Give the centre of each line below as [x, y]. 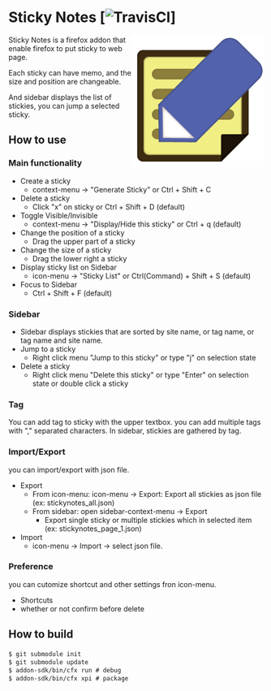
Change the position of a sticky [72, 232]
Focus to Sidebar [49, 284]
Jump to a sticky [48, 348]
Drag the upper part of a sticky [84, 241]
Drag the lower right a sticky [80, 258]
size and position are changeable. [65, 81]
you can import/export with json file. [69, 469]
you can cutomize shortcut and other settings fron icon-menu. [112, 584]
